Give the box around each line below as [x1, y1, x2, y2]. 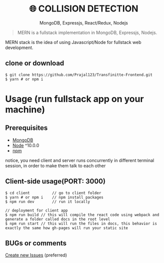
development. [5, 44, 33, 50]
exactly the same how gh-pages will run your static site [5, 225, 128, 230]
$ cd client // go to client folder [5, 190, 101, 195]
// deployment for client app [5, 208, 68, 213]
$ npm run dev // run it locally [5, 199, 91, 204]
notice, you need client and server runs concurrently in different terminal [5, 157, 155, 163]
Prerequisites [5, 123, 48, 132]
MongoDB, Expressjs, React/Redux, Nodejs [39, 19, 128, 25]
